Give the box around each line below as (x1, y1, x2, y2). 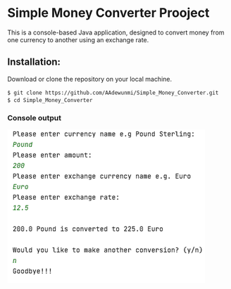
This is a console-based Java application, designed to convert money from (7, 28, 225, 37)
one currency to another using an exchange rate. (7, 35, 149, 44)
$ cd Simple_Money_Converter (7, 96, 93, 103)
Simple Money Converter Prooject (7, 5, 210, 21)
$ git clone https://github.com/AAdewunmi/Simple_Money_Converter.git (7, 89, 219, 96)
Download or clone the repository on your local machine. (7, 75, 173, 83)
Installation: (7, 56, 61, 68)
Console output (7, 113, 62, 123)
